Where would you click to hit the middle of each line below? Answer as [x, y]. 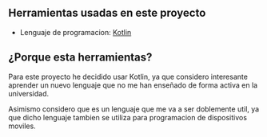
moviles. [22, 126]
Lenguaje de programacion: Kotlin [76, 32]
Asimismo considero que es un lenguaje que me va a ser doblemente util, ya [134, 109]
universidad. [29, 93]
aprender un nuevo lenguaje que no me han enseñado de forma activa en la [133, 85]
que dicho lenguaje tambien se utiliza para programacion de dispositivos [128, 117]
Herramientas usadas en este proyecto [107, 13]
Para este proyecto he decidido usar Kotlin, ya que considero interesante [128, 76]
